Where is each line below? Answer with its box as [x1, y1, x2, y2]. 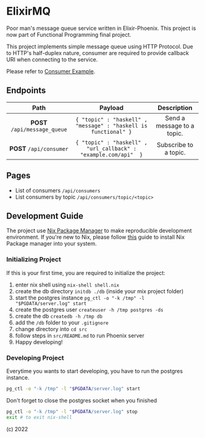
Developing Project [6, 353, 64, 362]
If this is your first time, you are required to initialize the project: [6, 269, 166, 276]
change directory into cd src [15, 325, 87, 332]
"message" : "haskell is [75, 122, 148, 129]
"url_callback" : [86, 145, 137, 152]
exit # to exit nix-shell [6, 414, 72, 420]
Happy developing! [15, 338, 63, 346]
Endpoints [6, 86, 46, 96]
